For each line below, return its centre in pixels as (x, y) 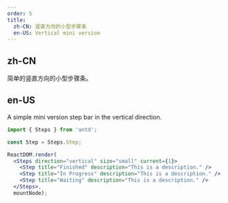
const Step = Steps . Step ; (44, 142)
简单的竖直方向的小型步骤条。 (49, 78)
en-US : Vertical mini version (57, 33)
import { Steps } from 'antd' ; (52, 129)
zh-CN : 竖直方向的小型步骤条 (50, 26)
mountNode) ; (31, 193)
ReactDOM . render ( (32, 155)
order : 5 (20, 13)
